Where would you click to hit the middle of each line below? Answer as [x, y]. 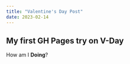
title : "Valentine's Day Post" [45, 11]
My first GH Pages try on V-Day [65, 41]
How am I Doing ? [27, 55]
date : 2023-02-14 [27, 17]
